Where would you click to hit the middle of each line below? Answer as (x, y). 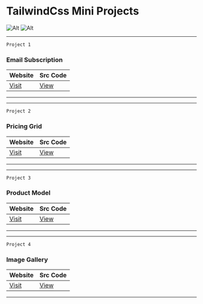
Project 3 (19, 178)
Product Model (28, 193)
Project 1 (19, 44)
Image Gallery (27, 259)
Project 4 (19, 244)
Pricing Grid (24, 126)
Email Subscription (35, 60)
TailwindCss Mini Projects (73, 11)
